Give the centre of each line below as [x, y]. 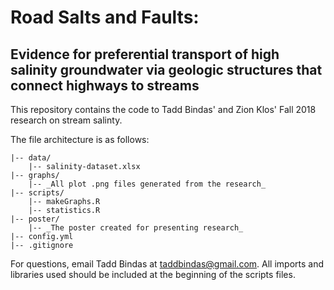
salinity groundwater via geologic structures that [166, 69]
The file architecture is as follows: [80, 139]
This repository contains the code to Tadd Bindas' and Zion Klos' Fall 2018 [163, 109]
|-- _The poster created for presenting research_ [136, 228]
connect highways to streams [105, 85]
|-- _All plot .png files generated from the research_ [147, 184]
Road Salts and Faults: [105, 17]
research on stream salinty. [66, 120]
